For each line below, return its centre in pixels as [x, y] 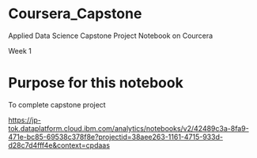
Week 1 [20, 51]
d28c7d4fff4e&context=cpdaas [59, 145]
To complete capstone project [57, 104]
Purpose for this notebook [96, 83]
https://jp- [25, 120]
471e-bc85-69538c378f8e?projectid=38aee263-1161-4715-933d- [116, 137]
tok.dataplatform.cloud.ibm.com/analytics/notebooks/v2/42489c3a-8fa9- [128, 128]
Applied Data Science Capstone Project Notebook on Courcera [111, 36]
